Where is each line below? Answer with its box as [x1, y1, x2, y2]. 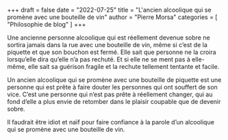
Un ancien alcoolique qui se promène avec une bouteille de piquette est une [7, 76, 222, 84]
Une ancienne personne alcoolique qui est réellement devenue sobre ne [7, 33, 210, 42]
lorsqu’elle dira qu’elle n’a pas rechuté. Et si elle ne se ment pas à [7, 55, 190, 64]
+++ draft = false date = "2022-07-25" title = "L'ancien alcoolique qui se [7, 6, 212, 14]
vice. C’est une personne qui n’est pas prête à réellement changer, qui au [7, 90, 213, 98]
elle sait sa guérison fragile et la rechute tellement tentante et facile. [27, 63, 220, 70]
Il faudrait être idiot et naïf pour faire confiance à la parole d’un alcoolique [7, 118, 214, 126]
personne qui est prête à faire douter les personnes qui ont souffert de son [7, 83, 218, 91]
